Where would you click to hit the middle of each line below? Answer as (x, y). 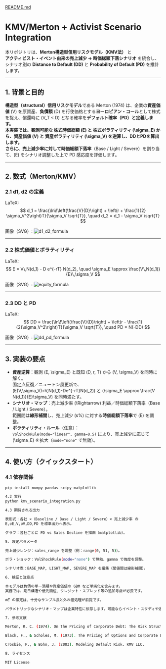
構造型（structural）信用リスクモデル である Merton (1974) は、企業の (76, 105)
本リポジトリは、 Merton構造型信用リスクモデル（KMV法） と (68, 52)
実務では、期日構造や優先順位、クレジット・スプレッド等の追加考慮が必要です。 (75, 591)
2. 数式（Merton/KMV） (42, 177)
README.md (18, 7)
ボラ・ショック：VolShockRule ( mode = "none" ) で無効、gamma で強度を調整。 (76, 560)
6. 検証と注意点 (20, 577)
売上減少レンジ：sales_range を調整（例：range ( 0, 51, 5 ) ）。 (63, 551)
